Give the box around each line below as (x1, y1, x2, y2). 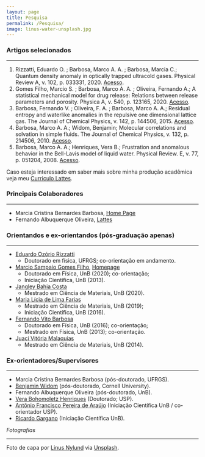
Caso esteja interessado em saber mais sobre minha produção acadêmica (6, 168, 193, 175)
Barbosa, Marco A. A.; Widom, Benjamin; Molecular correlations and (15, 124, 187, 131)
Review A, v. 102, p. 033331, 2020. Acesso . (15, 79, 124, 86)
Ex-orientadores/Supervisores (6, 356, 99, 365)
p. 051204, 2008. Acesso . (15, 156, 81, 163)
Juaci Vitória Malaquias (15, 335, 74, 342)
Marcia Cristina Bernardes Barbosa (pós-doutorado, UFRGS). (15, 376, 170, 383)
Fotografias (6, 427, 35, 434)
